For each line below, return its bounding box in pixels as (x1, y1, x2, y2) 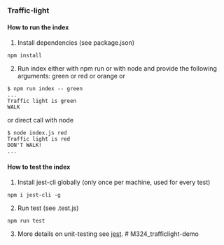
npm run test (7, 218, 45, 225)
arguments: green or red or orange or (17, 72, 126, 80)
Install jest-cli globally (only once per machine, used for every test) (17, 178, 211, 187)
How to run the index (7, 23, 69, 31)
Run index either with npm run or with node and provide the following (17, 64, 217, 73)
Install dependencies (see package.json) (17, 38, 135, 47)
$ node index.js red (7, 129, 68, 136)
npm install (7, 52, 42, 59)
